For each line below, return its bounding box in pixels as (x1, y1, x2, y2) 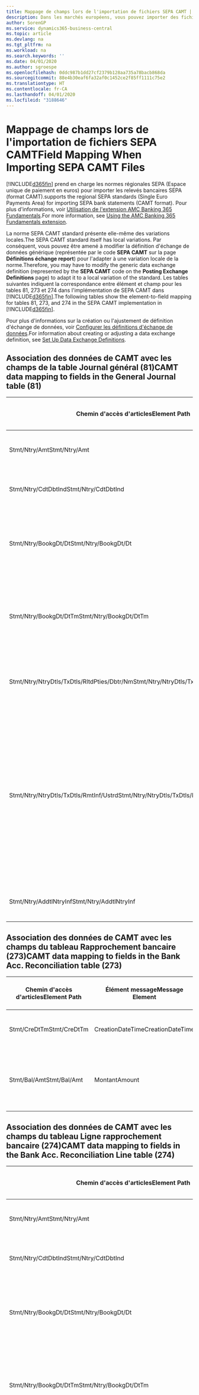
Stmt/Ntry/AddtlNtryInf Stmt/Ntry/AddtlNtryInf (9, 898, 136, 906)
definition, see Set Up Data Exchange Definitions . (6, 336, 126, 343)
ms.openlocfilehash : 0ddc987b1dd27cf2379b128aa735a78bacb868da (6, 70, 166, 75)
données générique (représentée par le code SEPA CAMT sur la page (6, 248, 176, 256)
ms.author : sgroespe (6, 64, 57, 70)
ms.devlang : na (6, 36, 44, 42)
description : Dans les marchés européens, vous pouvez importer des (6, 14, 179, 20)
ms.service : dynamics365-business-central (6, 25, 113, 32)
